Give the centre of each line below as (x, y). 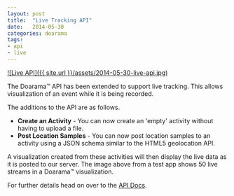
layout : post (26, 14)
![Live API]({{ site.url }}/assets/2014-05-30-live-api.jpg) (88, 72)
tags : (15, 40)
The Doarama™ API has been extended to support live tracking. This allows (115, 86)
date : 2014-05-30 (36, 27)
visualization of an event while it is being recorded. (81, 93)
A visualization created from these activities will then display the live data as (117, 156)
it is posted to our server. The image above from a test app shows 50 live (113, 164)
